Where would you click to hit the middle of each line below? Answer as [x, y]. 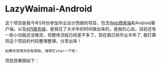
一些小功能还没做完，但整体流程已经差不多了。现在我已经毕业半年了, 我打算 [80, 35]
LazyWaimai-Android [48, 9]
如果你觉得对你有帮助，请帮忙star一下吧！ [42, 51]
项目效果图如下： [22, 60]
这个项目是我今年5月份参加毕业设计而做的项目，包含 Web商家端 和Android [78, 23]
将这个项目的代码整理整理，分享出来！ [43, 41]
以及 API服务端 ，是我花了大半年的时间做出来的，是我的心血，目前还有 [87, 29]
